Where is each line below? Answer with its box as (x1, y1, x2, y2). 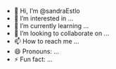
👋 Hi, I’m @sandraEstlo (13, 7, 80, 15)
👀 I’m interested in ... (13, 14, 74, 23)
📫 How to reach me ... (13, 37, 79, 45)
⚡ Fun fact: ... (13, 55, 53, 63)
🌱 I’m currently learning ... (13, 22, 89, 30)
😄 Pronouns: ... (13, 47, 60, 56)
